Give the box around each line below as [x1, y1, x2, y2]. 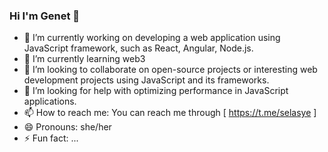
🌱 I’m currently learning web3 [23, 53, 146, 65]
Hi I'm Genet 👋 [9, 9, 81, 23]
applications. [23, 95, 77, 108]
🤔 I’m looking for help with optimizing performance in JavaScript [23, 85, 289, 97]
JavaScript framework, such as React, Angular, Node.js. [23, 42, 254, 54]
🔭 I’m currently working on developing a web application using [23, 32, 281, 44]
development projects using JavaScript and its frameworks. [23, 74, 270, 86]
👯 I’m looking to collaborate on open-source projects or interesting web [23, 64, 318, 76]
